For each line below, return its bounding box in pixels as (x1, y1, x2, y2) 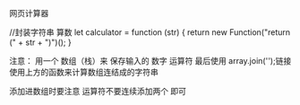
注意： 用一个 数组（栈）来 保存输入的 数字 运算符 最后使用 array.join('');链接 (9, 56, 292, 66)
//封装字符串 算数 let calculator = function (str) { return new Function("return (9, 27, 291, 38)
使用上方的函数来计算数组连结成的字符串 (9, 66, 159, 77)
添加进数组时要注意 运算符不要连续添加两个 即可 (9, 86, 186, 96)
